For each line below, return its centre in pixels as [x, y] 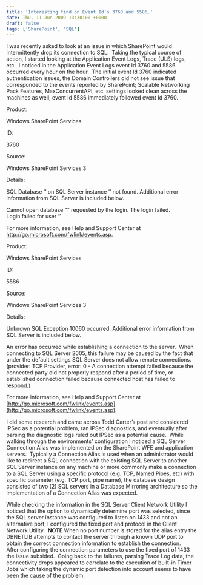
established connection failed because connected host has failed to [91, 379]
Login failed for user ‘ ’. [34, 217]
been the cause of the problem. [45, 576]
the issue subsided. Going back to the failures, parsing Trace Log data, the [100, 556]
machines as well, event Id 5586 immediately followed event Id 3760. [92, 98]
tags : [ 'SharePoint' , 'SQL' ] [43, 29]
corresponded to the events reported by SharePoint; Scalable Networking [98, 85]
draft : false [23, 23]
